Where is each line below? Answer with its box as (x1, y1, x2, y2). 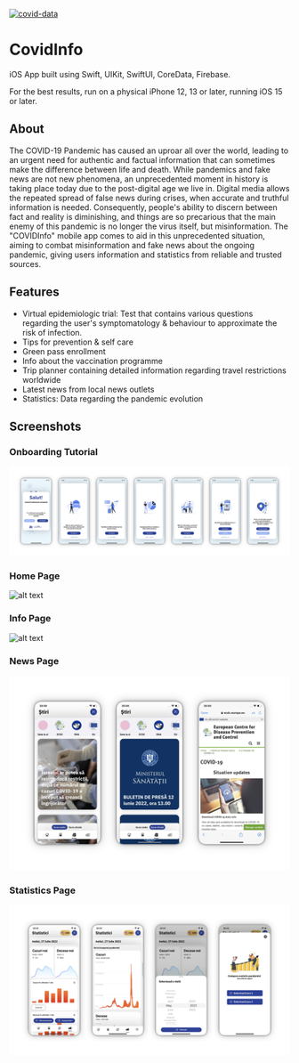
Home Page (9, 570, 61, 582)
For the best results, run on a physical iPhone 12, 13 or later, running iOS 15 (9, 85, 283, 97)
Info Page (9, 613, 52, 625)
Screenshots (9, 418, 82, 434)
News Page (9, 654, 60, 667)
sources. (9, 258, 42, 269)
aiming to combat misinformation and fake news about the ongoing (9, 239, 255, 250)
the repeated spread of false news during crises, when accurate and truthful (9, 192, 289, 203)
